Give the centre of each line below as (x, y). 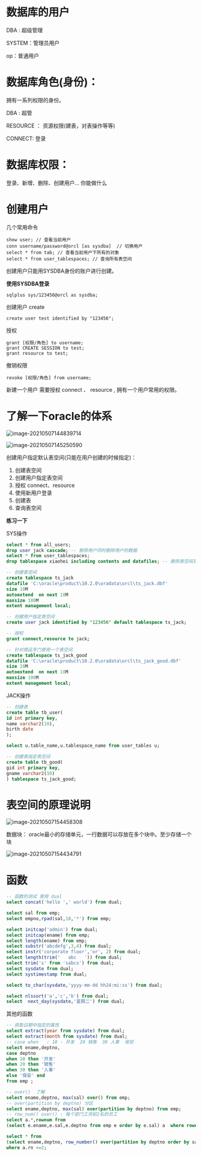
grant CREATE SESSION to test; (45, 348)
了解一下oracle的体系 (59, 416)
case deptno (21, 1053)
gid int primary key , (33, 768)
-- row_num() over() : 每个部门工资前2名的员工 (62, 1114)
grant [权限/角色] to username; (45, 343)
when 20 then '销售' (31, 1065)
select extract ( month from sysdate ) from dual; (67, 1037)
